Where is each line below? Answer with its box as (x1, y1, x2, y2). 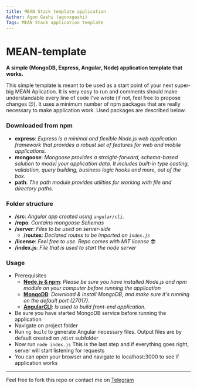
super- (174, 82, 191, 89)
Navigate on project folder (14, 322, 78, 329)
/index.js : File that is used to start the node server (14, 244, 137, 251)
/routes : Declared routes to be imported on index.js (23, 232, 151, 239)
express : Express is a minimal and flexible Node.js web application (14, 135, 178, 142)
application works (14, 360, 58, 367)
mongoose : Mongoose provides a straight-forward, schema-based (14, 153, 178, 160)
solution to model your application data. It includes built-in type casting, (14, 160, 189, 167)
